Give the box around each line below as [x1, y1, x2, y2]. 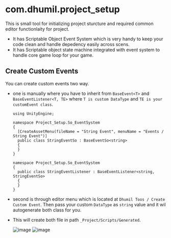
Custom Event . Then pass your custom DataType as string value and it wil [12, 201, 166, 207]
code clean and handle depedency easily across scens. [12, 41, 130, 47]
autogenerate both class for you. [12, 207, 82, 213]
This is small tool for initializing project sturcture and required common [5, 20, 154, 27]
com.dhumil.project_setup [5, 4, 120, 15]
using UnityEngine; [12, 111, 55, 116]
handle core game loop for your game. [12, 52, 94, 58]
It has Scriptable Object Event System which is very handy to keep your [12, 36, 163, 42]
